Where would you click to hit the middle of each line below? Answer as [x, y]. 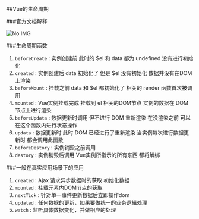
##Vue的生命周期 [27, 9]
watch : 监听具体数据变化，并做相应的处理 [65, 210]
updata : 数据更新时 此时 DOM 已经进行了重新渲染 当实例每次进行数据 [99, 132]
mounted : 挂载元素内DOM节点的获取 [59, 187]
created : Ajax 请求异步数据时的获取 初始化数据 [72, 180]
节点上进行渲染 [33, 110]
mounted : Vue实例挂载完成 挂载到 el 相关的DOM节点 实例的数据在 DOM [102, 103]
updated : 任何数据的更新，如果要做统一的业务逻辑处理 [81, 202]
